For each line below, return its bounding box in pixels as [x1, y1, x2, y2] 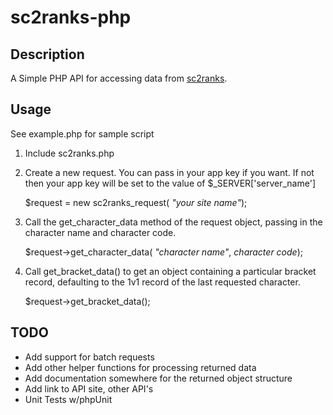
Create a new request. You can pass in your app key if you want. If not [24, 166, 315, 178]
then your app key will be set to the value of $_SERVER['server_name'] [24, 177, 317, 189]
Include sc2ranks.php [24, 147, 115, 159]
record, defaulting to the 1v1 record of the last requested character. [24, 276, 301, 288]
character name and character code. [24, 226, 177, 238]
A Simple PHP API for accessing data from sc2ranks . [10, 72, 228, 84]
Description [10, 46, 85, 63]
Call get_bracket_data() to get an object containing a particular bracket [24, 265, 317, 277]
